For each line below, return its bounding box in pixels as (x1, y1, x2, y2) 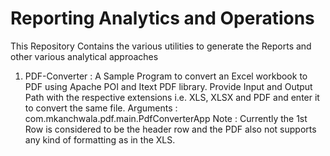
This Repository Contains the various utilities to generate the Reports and (10, 40, 312, 52)
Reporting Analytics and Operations (10, 7, 315, 30)
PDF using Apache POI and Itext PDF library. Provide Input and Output (24, 80, 313, 92)
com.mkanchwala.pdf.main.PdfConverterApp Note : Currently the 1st (24, 112, 308, 124)
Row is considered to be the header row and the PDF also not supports (24, 123, 317, 135)
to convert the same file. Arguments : (24, 102, 178, 114)
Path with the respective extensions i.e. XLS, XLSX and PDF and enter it (24, 91, 320, 103)
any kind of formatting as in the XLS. (24, 133, 176, 146)
